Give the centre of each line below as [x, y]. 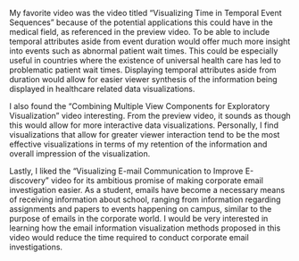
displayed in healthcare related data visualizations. [102, 89]
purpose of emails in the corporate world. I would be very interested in [139, 219]
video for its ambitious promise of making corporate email [157, 181]
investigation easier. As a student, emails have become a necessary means [147, 190]
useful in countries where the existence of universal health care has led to [145, 60]
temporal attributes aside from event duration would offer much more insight [150, 41]
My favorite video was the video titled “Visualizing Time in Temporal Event [145, 13]
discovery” [29, 181]
